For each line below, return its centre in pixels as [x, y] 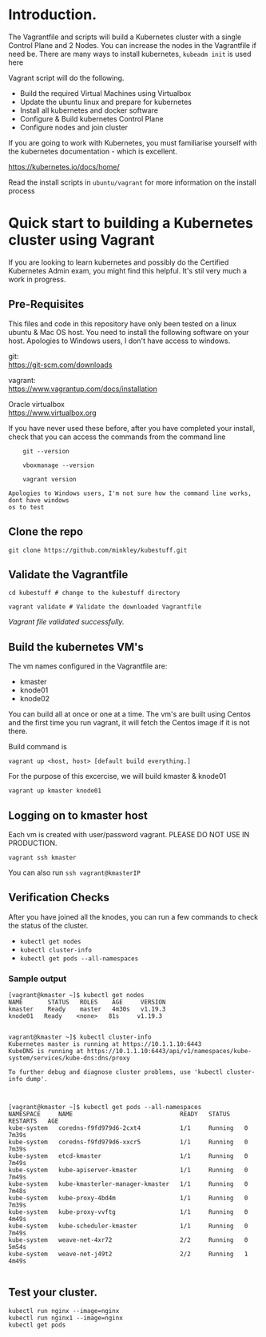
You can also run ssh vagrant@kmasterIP [75, 872]
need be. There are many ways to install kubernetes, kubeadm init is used [130, 54]
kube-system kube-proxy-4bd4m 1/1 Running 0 [128, 1198]
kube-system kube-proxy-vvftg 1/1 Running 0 [128, 1212]
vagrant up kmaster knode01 [55, 791]
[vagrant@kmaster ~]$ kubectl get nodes [77, 996]
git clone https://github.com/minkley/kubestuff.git [98, 550]
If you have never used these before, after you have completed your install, [132, 428]
